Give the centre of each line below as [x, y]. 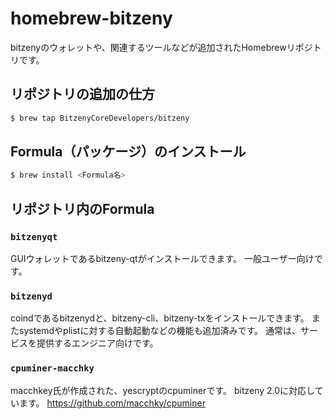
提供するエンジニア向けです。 [97, 343]
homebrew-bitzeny [91, 18]
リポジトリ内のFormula [82, 208]
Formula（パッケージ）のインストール [128, 152]
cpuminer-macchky [52, 368]
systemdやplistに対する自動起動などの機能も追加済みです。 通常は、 [159, 331]
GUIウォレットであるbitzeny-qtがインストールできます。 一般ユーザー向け [162, 258]
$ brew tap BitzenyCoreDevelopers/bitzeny [100, 118]
